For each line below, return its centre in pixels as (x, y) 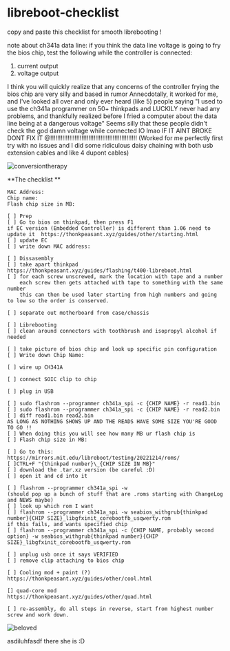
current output (38, 66)
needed (17, 337)
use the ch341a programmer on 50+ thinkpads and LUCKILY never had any (114, 108)
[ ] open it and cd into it (48, 476)
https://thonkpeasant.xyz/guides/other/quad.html (80, 596)
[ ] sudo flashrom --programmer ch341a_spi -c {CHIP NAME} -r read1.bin (114, 403)
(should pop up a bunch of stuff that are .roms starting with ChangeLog (115, 494)
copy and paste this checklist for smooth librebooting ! (84, 32)
